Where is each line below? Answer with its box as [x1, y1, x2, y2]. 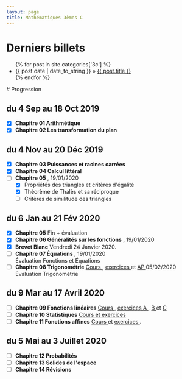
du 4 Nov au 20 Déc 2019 [6, 144, 103, 155]
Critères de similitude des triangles [24, 195, 112, 202]
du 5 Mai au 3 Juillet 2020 [6, 336, 107, 346]
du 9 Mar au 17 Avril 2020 [6, 288, 105, 299]
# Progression [6, 86, 41, 93]
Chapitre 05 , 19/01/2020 [15, 174, 79, 182]
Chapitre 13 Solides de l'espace [15, 359, 97, 366]
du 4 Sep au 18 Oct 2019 [6, 103, 100, 113]
